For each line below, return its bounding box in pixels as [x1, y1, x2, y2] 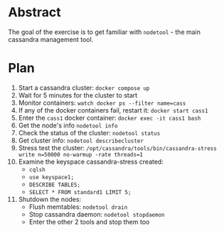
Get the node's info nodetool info [18, 121, 118, 130]
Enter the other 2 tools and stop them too [28, 217, 150, 226]
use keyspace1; [28, 174, 74, 181]
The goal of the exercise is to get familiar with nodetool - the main [8, 28, 201, 36]
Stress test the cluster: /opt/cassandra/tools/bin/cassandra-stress [18, 143, 218, 152]
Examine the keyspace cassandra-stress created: [18, 157, 164, 166]
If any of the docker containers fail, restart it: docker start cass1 [18, 106, 208, 114]
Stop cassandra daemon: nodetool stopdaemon [28, 210, 166, 218]
